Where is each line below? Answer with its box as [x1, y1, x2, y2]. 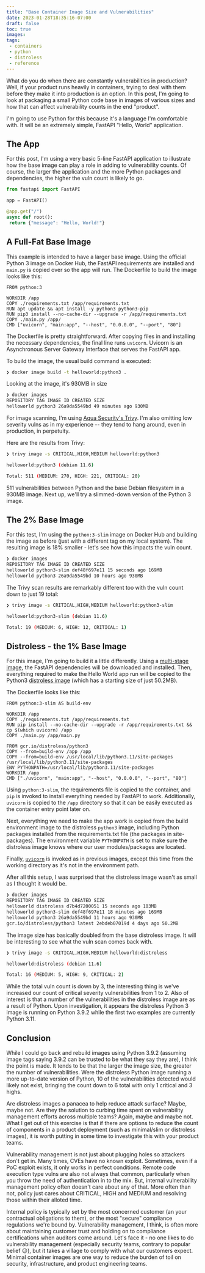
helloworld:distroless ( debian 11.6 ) [6, 961, 103, 967]
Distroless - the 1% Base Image [6, 641, 127, 651]
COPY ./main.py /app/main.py [6, 733, 81, 739]
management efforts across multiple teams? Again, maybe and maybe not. [6, 1113, 193, 1120]
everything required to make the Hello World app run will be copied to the [6, 670, 191, 678]
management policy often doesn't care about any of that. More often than [6, 1183, 191, 1190]
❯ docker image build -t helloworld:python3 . [6, 369, 127, 375]
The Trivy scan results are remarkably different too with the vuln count [6, 584, 184, 591]
